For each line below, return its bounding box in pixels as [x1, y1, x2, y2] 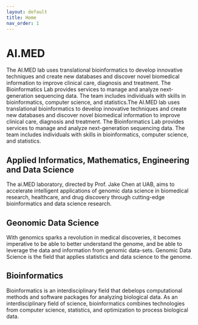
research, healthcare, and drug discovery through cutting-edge [6, 194, 165, 201]
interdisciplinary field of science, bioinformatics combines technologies [6, 299, 185, 307]
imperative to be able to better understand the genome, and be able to [6, 240, 182, 247]
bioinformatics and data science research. [6, 200, 112, 207]
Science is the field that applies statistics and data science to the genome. [6, 253, 193, 260]
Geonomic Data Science [6, 217, 99, 228]
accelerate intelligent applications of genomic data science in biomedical [6, 187, 189, 194]
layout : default [6, 9, 47, 15]
